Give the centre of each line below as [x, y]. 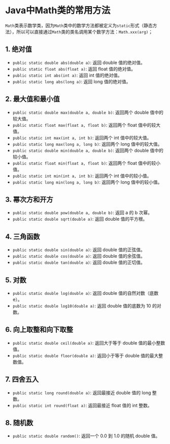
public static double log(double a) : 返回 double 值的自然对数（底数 [86, 293]
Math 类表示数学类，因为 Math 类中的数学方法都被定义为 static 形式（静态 [79, 25]
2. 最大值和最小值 [32, 99]
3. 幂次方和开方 [29, 199]
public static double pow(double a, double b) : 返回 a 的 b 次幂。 [82, 213]
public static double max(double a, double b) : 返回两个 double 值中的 [88, 112]
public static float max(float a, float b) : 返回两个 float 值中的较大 [87, 125]
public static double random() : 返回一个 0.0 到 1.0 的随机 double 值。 [86, 436]
